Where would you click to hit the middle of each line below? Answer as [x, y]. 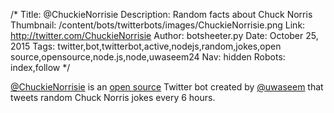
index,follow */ [40, 67]
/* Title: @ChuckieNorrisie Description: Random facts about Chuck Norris [161, 14]
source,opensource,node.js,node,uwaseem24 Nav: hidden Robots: [148, 57]
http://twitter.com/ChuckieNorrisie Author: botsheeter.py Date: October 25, [164, 35]
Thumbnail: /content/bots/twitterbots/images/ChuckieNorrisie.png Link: [158, 25]
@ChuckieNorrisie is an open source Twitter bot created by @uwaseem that [167, 87]
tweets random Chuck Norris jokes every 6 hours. [113, 97]
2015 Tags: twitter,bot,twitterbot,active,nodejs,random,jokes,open [146, 46]
